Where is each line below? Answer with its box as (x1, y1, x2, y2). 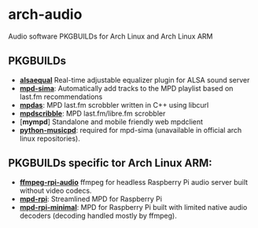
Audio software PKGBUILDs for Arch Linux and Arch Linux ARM (8, 31, 213, 41)
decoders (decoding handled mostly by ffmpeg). (19, 211, 177, 220)
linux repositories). (19, 134, 80, 143)
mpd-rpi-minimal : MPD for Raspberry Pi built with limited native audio (19, 202, 248, 211)
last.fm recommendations (19, 92, 103, 101)
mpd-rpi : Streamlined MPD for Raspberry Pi (19, 194, 163, 204)
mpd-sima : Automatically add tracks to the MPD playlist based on (19, 83, 234, 93)
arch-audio (8, 6, 83, 24)
